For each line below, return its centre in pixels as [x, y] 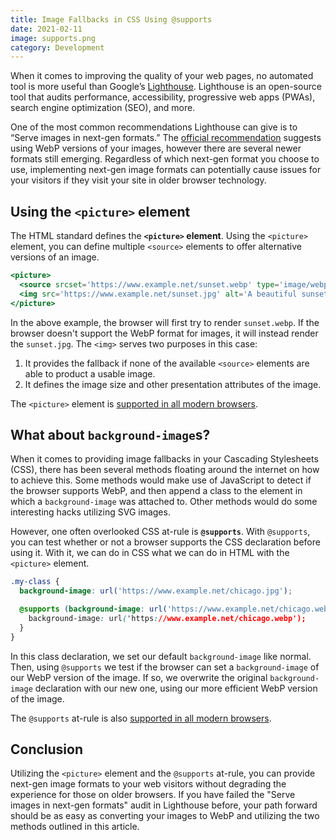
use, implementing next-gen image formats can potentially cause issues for [166, 170]
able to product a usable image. [90, 373]
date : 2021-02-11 [46, 29]
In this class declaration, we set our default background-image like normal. [161, 656]
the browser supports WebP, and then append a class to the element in [156, 491]
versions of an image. [55, 257]
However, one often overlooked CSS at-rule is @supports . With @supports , [160, 532]
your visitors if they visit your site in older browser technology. [138, 180]
